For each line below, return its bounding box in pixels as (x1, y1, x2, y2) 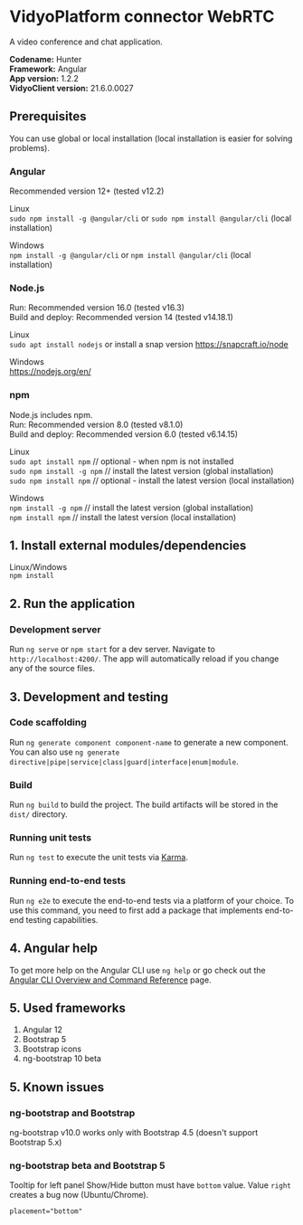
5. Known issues (9, 1079, 105, 1095)
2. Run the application (9, 595, 136, 612)
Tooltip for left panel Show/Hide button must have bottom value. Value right (9, 1180, 291, 1191)
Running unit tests (9, 831, 92, 844)
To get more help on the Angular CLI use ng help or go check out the (9, 964, 266, 975)
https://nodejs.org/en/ (9, 366, 92, 377)
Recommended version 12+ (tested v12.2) (9, 185, 165, 196)
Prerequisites (9, 109, 87, 124)
